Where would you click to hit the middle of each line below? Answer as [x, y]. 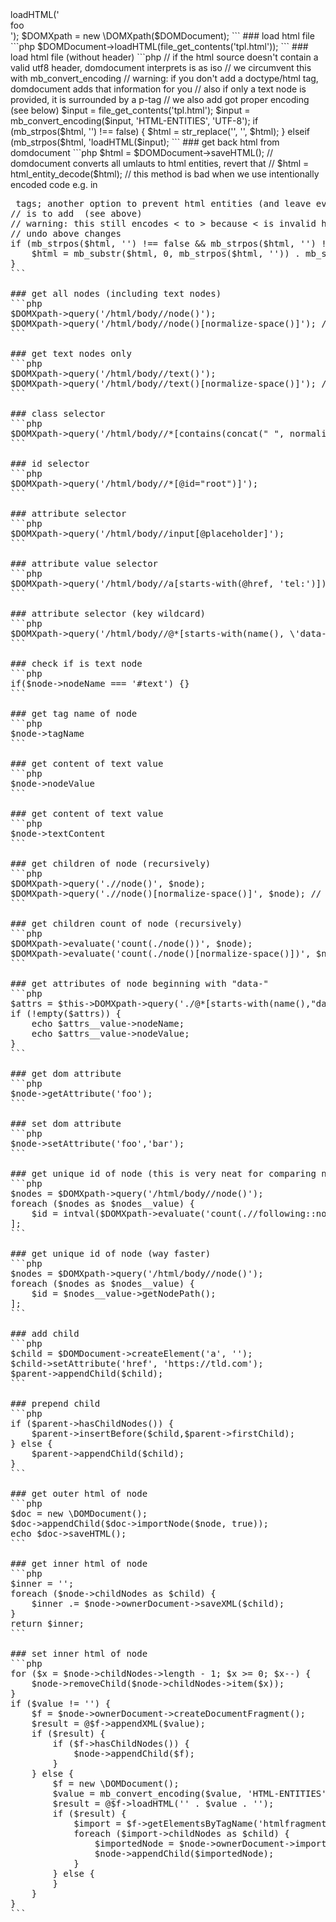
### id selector [50, 463]
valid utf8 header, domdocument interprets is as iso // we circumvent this [161, 67]
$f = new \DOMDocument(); [116, 1783]
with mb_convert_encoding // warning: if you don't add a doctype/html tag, [164, 78]
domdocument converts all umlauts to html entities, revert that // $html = [160, 163]
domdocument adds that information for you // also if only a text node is [158, 89]
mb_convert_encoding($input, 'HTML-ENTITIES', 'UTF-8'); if [134, 121]
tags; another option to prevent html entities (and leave [163, 203]
